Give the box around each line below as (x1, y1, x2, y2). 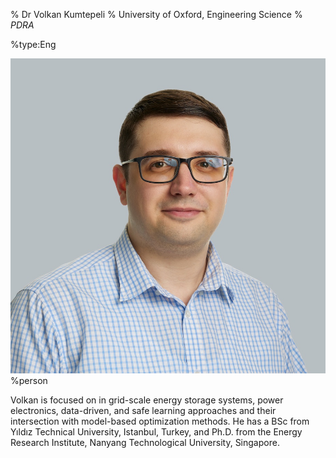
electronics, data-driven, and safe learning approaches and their (10, 405, 277, 416)
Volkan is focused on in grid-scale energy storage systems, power (10, 394, 284, 406)
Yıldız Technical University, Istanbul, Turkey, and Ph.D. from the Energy (10, 426, 303, 438)
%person (10, 375, 48, 386)
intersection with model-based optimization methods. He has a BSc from (10, 415, 310, 427)
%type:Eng (10, 39, 57, 50)
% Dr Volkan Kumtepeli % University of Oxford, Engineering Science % (10, 9, 303, 20)
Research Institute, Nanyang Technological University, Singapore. (10, 437, 280, 448)
